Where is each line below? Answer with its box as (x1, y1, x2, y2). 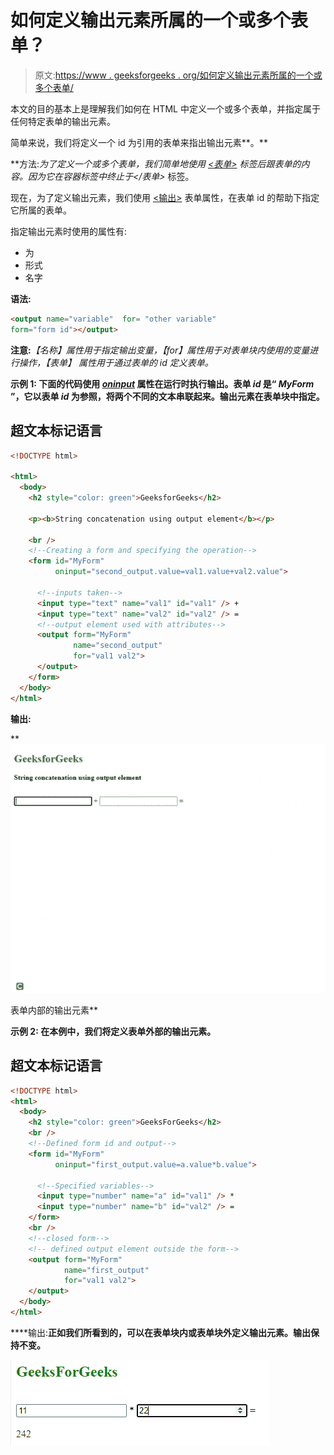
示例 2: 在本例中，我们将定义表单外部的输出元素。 (10, 1025, 217, 1037)
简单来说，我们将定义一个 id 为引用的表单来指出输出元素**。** (10, 136, 268, 148)
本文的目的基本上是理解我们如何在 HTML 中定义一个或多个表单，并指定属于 (10, 102, 321, 115)
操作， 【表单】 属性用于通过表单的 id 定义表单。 (18, 356, 214, 368)
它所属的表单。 (10, 204, 72, 216)
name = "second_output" (73, 641, 163, 651)
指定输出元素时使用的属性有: (10, 225, 128, 237)
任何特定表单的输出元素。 (10, 115, 116, 127)
